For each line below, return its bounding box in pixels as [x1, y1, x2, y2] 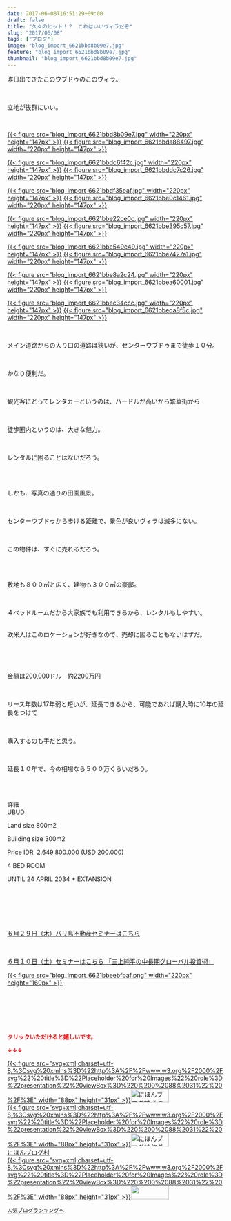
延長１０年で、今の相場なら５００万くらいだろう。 [7, 764, 152, 773]
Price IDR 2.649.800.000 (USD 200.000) [7, 848, 124, 856]
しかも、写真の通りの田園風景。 [7, 489, 98, 497]
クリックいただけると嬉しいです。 [7, 1032, 97, 1041]
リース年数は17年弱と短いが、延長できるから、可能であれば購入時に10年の [7, 699, 219, 708]
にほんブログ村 [7, 1148, 50, 1156]
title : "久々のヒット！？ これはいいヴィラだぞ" [7, 23, 133, 30]
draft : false [7, 17, 45, 23]
